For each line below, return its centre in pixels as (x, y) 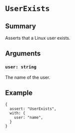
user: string (21, 67)
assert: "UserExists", (33, 109)
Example (19, 93)
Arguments (23, 54)
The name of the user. (28, 77)
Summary (21, 26)
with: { (18, 113)
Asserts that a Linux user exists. (38, 38)
